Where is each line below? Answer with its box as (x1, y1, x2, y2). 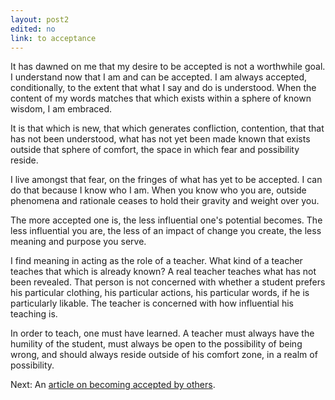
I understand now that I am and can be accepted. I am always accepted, (10, 71, 308, 83)
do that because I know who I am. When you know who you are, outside (10, 184, 307, 196)
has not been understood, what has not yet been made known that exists (10, 133, 311, 145)
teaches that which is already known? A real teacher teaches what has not (10, 266, 317, 278)
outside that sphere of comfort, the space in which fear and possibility (10, 144, 300, 156)
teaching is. (10, 308, 58, 320)
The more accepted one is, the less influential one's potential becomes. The (10, 214, 323, 226)
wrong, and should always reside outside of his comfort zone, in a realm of (10, 349, 318, 361)
